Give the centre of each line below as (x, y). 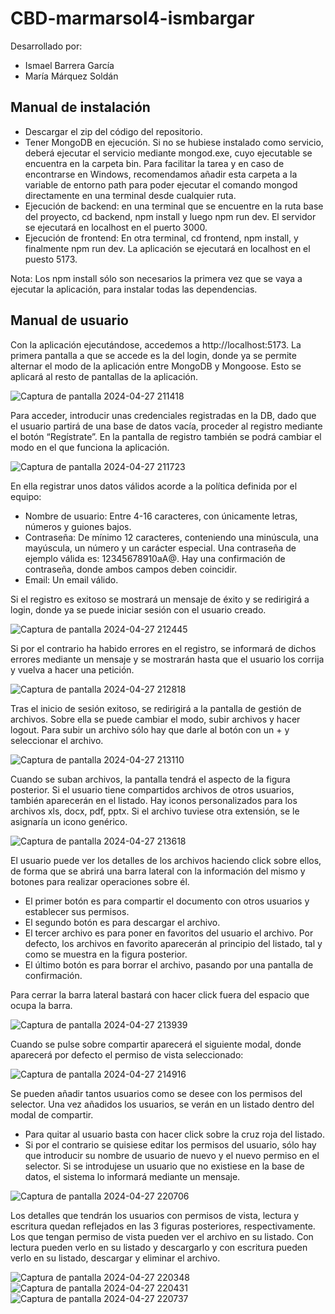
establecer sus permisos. (77, 911)
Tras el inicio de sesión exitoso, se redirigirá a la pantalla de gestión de (156, 708)
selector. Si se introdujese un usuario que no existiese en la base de (164, 1166)
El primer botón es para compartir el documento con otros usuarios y (167, 901)
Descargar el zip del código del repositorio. (113, 131)
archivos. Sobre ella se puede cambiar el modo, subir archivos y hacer (155, 719)
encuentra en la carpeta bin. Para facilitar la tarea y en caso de (154, 163)
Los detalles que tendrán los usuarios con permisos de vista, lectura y (155, 1215)
